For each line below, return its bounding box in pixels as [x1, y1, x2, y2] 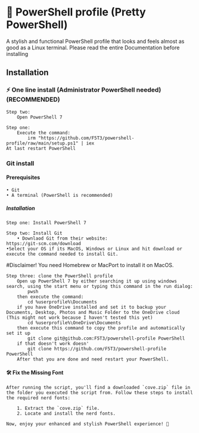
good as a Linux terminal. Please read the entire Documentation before [6, 44, 180, 51]
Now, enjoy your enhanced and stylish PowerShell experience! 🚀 [6, 421, 169, 427]
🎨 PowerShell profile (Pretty [6, 5, 146, 19]
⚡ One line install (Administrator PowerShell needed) [6, 86, 161, 94]
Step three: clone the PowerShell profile [6, 273, 113, 279]
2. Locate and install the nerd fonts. [17, 410, 116, 416]
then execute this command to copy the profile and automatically [17, 325, 185, 331]
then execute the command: [17, 294, 84, 300]
